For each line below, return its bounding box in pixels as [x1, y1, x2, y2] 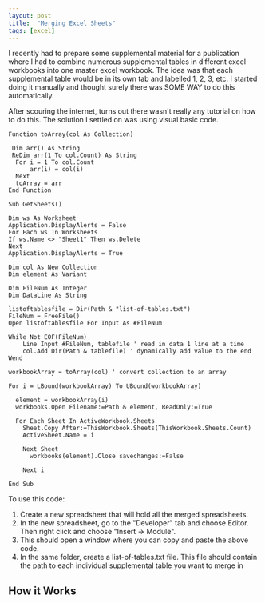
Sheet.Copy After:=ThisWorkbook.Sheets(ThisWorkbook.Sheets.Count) [22, 425, 251, 433]
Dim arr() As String [11, 145, 81, 153]
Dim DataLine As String [8, 291, 88, 300]
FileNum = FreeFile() [8, 313, 81, 321]
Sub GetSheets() [8, 201, 62, 209]
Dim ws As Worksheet [8, 214, 77, 222]
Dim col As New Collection [8, 263, 98, 272]
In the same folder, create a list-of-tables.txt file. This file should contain [19, 553, 258, 562]
